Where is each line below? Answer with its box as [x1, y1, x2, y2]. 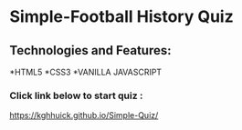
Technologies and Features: [9, 43, 172, 58]
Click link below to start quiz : [9, 89, 143, 102]
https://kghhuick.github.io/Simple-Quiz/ [9, 110, 159, 121]
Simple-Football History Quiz [9, 6, 235, 27]
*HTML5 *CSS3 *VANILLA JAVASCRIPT [9, 66, 163, 77]
